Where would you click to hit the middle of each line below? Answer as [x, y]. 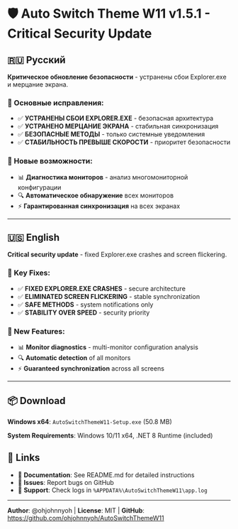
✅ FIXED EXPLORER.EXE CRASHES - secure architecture [102, 288]
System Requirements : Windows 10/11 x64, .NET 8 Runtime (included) [110, 435]
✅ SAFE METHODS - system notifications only [85, 304]
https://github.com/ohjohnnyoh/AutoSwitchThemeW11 [86, 518]
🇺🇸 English [34, 238]
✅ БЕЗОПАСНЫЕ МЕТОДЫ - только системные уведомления [111, 134]
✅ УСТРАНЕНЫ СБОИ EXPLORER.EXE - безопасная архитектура [115, 119]
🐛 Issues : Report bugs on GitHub [66, 482]
